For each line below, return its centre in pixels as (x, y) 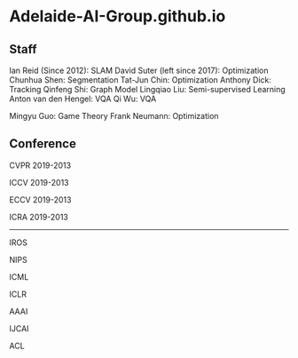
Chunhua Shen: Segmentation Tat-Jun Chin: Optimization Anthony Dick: (141, 80)
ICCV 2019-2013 (39, 182)
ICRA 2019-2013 (39, 217)
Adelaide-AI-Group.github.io (118, 16)
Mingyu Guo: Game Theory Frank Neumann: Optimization (114, 116)
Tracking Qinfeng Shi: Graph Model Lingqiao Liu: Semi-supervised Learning (147, 89)
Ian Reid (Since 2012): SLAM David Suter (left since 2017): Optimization (139, 70)
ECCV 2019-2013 (40, 199)
